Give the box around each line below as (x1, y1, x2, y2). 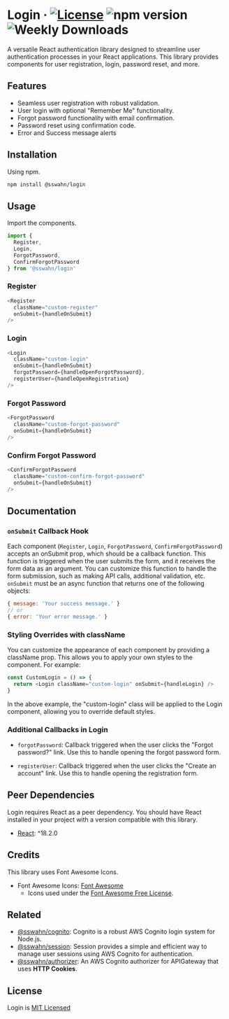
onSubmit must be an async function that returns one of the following (7, 579, 205, 588)
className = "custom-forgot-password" (13, 421, 120, 428)
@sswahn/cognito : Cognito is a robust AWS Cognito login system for (17, 927, 215, 936)
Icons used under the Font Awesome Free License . (27, 889, 174, 897)
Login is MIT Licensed (7, 1004, 71, 1012)
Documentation (7, 505, 77, 517)
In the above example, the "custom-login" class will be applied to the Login (7, 700, 223, 708)
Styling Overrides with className (7, 630, 126, 640)
